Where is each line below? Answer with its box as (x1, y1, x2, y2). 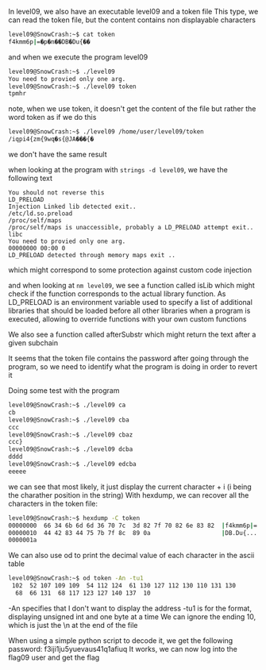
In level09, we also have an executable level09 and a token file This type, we (8, 7, 259, 16)
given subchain (8, 338, 58, 348)
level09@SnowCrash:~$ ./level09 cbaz (8, 430, 133, 439)
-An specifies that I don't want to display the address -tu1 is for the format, (8, 603, 253, 613)
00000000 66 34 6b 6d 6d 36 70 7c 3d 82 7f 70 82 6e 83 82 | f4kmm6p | (8, 522, 254, 529)
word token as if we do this (8, 113, 97, 122)
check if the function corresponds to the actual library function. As (8, 289, 226, 298)
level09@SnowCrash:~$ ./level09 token (8, 83, 137, 90)
